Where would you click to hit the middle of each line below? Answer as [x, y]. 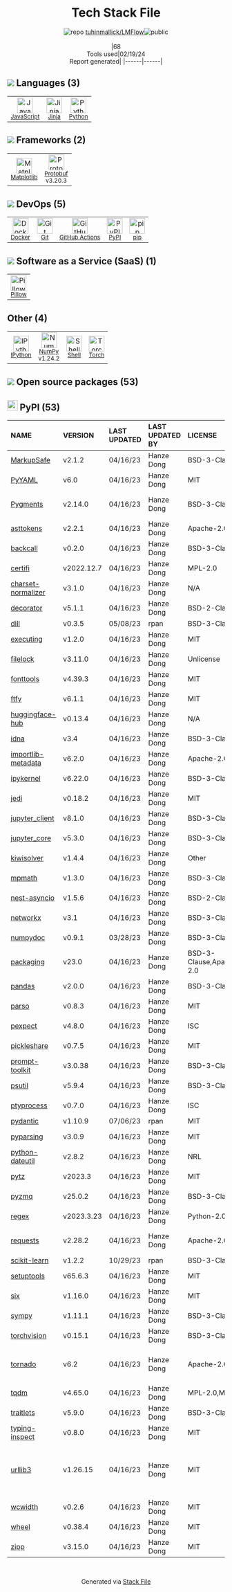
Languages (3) [48, 83]
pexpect [24, 1026]
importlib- [27, 754]
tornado [23, 1364]
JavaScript [25, 116]
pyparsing [27, 1137]
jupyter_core [31, 838]
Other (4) [28, 318]
